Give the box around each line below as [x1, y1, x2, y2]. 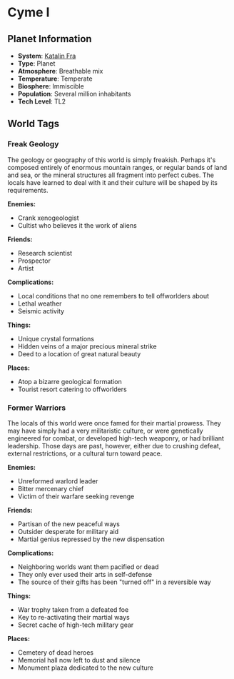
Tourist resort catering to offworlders [17, 385, 127, 393]
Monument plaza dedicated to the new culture [17, 663, 154, 672]
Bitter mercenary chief [17, 484, 84, 493]
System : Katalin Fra [17, 51, 76, 60]
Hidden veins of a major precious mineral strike [17, 342, 157, 351]
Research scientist [17, 248, 73, 257]
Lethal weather [17, 299, 62, 308]
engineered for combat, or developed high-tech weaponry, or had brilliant [7, 433, 225, 443]
